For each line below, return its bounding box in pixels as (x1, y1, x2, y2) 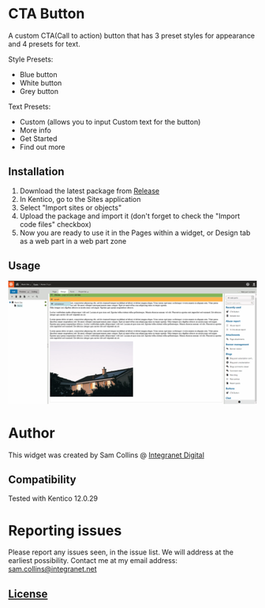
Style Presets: (8, 54, 54, 64)
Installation (8, 165, 65, 178)
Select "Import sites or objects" (19, 203, 122, 212)
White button (19, 78, 62, 88)
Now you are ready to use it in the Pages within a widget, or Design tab (19, 228, 251, 237)
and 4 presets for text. (8, 39, 80, 48)
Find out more (19, 142, 65, 151)
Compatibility (8, 472, 77, 486)
